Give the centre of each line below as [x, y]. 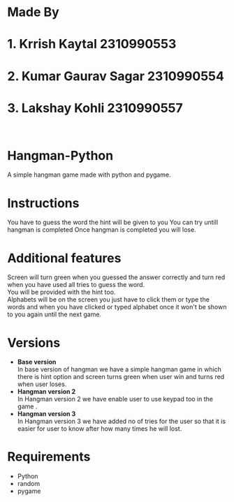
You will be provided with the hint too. [61, 292]
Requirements [49, 457]
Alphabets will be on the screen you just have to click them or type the [108, 300]
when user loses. [42, 384]
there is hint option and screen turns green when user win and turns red [121, 377]
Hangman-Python [60, 155]
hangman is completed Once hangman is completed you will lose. [102, 230]
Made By [33, 12]
